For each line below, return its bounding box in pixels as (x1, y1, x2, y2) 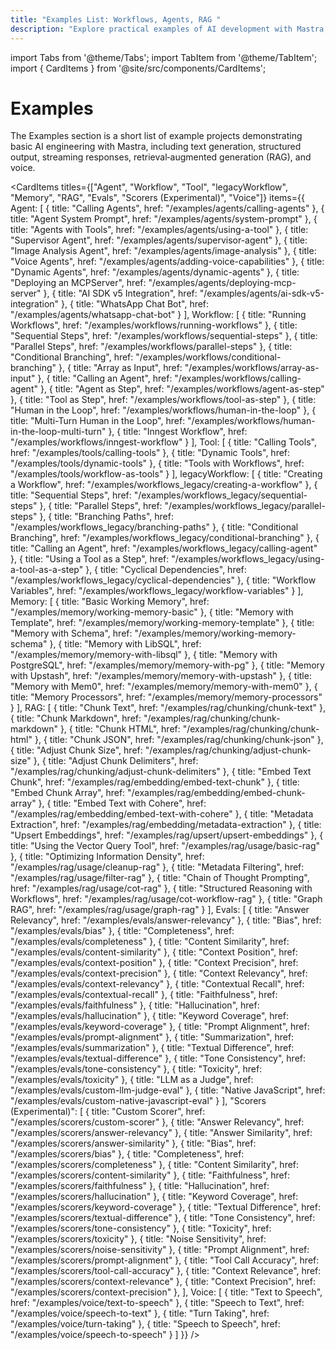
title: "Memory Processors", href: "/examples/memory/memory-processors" (10, 691, 323, 703)
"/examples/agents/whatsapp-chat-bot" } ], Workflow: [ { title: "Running (10, 309, 307, 321)
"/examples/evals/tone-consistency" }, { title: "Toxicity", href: (10, 1063, 263, 1075)
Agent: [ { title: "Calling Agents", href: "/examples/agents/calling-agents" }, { (10, 202, 325, 215)
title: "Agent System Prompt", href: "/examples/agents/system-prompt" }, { (10, 213, 318, 225)
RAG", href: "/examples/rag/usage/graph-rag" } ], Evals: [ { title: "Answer (10, 904, 310, 916)
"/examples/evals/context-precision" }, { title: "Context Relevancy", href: (10, 967, 308, 980)
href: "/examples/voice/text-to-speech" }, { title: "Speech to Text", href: (10, 1297, 305, 1309)
